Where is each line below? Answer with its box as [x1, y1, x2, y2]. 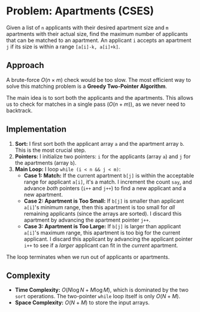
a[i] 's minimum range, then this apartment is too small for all [23, 203, 175, 210]
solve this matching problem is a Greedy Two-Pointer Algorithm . [6, 82, 168, 90]
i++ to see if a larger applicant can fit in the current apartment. [23, 241, 178, 249]
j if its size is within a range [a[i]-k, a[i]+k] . [6, 43, 120, 50]
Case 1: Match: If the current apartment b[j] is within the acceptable [23, 172, 195, 179]
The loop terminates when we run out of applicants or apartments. [6, 253, 170, 261]
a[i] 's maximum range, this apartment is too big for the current [23, 229, 181, 236]
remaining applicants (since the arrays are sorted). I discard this [23, 210, 182, 217]
